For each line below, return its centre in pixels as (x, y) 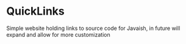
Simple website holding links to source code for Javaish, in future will (93, 28)
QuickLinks (36, 11)
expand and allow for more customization (59, 34)
